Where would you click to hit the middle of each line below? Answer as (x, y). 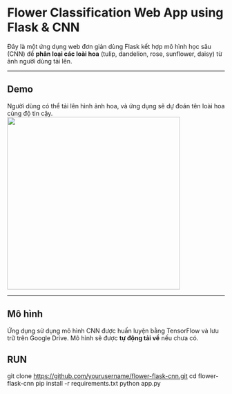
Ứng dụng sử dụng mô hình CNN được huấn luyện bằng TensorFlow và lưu (113, 331)
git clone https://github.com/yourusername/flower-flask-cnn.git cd (102, 376)
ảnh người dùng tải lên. (40, 61)
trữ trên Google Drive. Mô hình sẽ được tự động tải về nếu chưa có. (103, 338)
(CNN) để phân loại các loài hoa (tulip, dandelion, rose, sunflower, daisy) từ (115, 54)
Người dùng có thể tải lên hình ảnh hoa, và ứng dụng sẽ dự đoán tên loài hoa (116, 106)
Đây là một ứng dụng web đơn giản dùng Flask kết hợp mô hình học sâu (109, 46)
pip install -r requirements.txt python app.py (98, 384)
